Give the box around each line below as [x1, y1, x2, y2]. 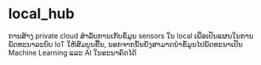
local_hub [8, 5, 75, 23]
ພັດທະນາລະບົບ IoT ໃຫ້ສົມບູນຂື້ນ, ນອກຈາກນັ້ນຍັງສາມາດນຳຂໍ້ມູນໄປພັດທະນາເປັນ [8, 39, 243, 48]
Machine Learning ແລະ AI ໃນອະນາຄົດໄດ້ [8, 48, 137, 57]
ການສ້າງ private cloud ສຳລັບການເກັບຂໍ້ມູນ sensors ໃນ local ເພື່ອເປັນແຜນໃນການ [8, 31, 254, 40]
